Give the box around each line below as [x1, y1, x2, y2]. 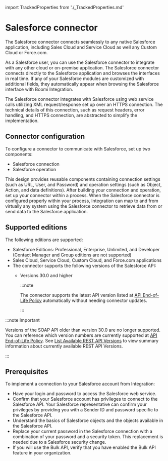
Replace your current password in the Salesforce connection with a [12, 428, 153, 435]
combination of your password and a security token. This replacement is [12, 434, 163, 440]
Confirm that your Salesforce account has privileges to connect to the [12, 396, 158, 402]
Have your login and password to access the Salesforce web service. [12, 391, 157, 397]
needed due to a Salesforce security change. [12, 439, 106, 445]
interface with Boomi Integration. [5, 86, 73, 92]
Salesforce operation [12, 166, 57, 172]
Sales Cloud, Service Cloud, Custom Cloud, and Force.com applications [12, 257, 162, 263]
